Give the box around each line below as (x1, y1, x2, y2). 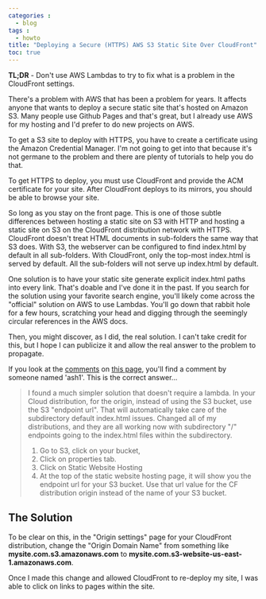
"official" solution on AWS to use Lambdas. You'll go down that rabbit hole (8, 300, 251, 309)
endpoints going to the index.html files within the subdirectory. (27, 430, 233, 440)
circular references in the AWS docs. (8, 317, 129, 326)
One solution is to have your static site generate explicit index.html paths (8, 274, 246, 283)
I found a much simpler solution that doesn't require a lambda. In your (27, 388, 256, 398)
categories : (8, 11, 52, 20)
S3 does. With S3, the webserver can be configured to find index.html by (8, 242, 247, 251)
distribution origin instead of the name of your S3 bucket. (39, 488, 227, 497)
